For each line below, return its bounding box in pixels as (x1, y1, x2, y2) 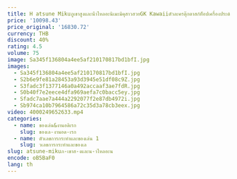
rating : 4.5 (7, 43, 42, 50)
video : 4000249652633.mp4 (7, 109, 83, 116)
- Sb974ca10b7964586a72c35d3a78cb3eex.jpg (13, 102, 140, 109)
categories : (7, 115, 42, 122)
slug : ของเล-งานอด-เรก (20, 128, 77, 135)
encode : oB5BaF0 (7, 154, 55, 162)
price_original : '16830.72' (7, 23, 90, 30)
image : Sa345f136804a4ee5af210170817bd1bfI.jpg (7, 56, 150, 63)
